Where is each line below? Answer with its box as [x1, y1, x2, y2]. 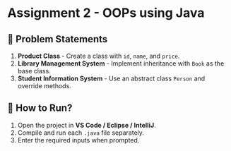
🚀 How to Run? [7, 102, 73, 114]
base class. [17, 67, 51, 75]
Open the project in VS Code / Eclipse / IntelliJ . [17, 121, 157, 129]
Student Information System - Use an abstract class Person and [17, 74, 206, 83]
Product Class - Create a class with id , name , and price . [17, 52, 180, 60]
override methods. [17, 82, 72, 90]
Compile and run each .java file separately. [17, 128, 145, 137]
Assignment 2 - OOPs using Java [7, 5, 205, 21]
